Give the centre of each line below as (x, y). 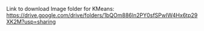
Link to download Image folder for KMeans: (60, 9)
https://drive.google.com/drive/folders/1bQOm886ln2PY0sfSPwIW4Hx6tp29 (102, 15)
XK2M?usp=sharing (31, 22)
